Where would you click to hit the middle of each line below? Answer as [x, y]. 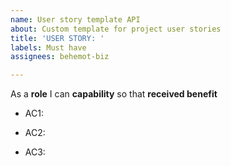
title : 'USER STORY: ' [57, 38]
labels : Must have [48, 47]
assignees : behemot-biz [60, 57]
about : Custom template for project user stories [116, 29]
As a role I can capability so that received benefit [114, 94]
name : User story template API [75, 19]
